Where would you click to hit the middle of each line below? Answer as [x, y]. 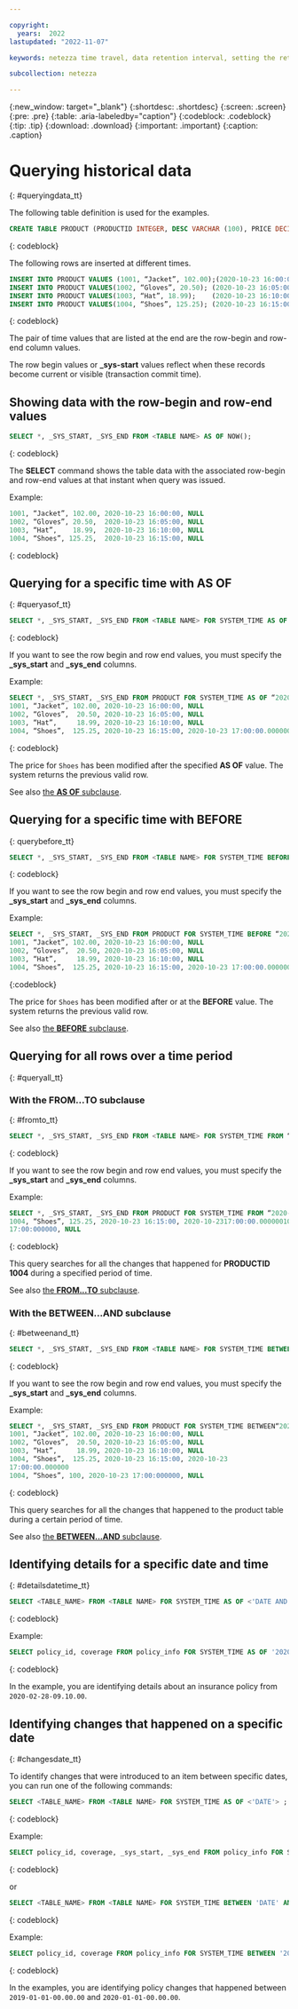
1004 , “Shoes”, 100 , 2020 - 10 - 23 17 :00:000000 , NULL [106, 1475]
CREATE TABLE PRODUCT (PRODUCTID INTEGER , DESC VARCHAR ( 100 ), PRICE [141, 229]
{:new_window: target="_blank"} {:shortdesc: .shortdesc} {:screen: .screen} [148, 107]
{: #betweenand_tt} [44, 1333]
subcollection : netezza [53, 74]
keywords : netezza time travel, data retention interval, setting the [142, 58]
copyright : [29, 25]
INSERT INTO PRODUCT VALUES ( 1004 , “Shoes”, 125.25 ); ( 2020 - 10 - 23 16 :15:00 [150, 304]
